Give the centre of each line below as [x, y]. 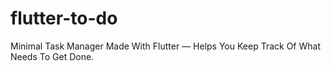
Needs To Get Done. [52, 56]
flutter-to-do [64, 18]
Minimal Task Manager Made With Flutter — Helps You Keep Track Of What [165, 46]
